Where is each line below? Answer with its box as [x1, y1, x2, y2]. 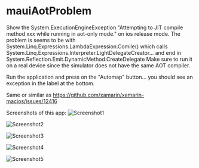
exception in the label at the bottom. [6, 79, 95, 87]
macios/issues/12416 [6, 97, 58, 105]
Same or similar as [6, 91, 52, 98]
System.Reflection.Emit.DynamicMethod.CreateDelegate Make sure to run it [6, 55, 193, 63]
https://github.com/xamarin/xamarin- [53, 91, 145, 98]
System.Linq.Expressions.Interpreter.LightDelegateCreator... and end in [6, 49, 181, 56]
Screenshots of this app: [6, 109, 67, 116]
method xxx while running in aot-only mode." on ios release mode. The [6, 30, 181, 37]
